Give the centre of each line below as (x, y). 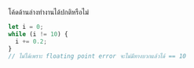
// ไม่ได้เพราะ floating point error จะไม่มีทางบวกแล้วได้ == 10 (97, 56)
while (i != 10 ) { (38, 34)
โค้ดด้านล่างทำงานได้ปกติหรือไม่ (48, 12)
